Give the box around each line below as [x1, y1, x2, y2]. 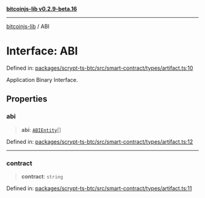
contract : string [21, 172, 63, 180]
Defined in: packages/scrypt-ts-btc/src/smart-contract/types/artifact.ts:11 [6, 185, 192, 192]
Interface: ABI [6, 44, 78, 58]
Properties [6, 94, 48, 105]
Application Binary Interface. [6, 76, 78, 83]
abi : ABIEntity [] [21, 126, 62, 133]
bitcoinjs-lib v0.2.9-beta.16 [6, 5, 77, 12]
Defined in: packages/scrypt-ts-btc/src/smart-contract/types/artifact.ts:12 [6, 137, 193, 145]
